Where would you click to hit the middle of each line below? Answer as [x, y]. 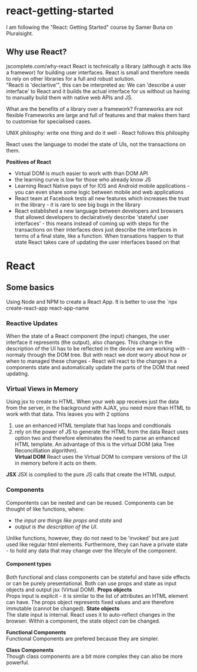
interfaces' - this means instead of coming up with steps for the [92, 223]
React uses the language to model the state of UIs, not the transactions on [96, 144]
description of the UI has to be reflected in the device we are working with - [98, 349]
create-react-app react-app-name [48, 308]
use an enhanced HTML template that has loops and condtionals [93, 426]
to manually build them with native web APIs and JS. [69, 97]
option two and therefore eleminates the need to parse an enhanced [97, 438]
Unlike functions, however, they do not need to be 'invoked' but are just [93, 538]
